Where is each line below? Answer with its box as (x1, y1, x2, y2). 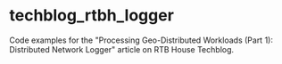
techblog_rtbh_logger (9, 5, 174, 26)
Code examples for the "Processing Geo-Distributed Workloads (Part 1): (9, 35, 274, 45)
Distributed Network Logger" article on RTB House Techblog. (9, 44, 235, 54)
